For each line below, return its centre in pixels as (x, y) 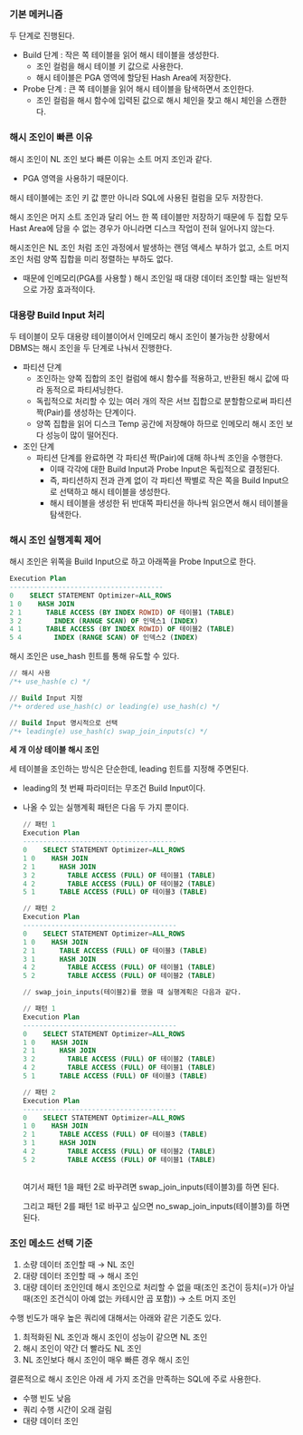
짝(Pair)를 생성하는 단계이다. (86, 412)
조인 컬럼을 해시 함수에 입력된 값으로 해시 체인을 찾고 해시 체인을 (149, 101)
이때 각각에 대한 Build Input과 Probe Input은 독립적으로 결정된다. (165, 469)
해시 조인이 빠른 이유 (51, 138)
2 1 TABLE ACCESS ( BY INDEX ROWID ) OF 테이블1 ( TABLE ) (122, 612)
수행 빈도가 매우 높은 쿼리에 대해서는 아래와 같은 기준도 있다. (115, 1317)
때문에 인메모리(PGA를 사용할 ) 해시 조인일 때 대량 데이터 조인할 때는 (143, 277)
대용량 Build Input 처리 (57, 315)
